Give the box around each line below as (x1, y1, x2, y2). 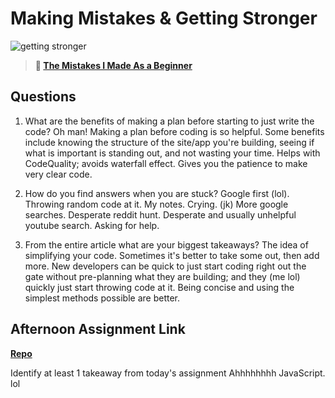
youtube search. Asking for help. (24, 219, 160, 231)
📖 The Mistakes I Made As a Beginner (34, 59, 193, 71)
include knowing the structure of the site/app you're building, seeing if (24, 136, 315, 148)
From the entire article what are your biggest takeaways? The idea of (24, 238, 309, 251)
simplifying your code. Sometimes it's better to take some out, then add (24, 249, 320, 261)
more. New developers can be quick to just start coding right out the (24, 260, 307, 272)
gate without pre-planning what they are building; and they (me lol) (24, 270, 301, 282)
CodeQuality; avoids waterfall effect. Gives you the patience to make (24, 157, 308, 169)
